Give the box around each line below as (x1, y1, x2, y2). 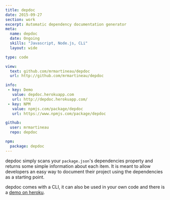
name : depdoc (10, 31, 38, 36)
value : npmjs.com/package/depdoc (12, 106, 83, 111)
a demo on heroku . (5, 189, 45, 195)
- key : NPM (7, 102, 31, 107)
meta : (5, 27, 17, 32)
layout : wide (10, 45, 38, 51)
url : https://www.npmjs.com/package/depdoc (12, 111, 106, 116)
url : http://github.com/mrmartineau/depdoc (10, 73, 104, 79)
